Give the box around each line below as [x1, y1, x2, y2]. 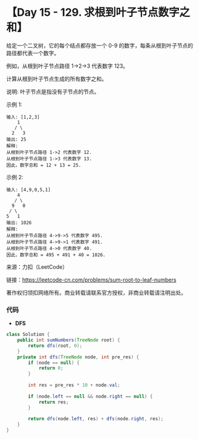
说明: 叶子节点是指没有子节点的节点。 [6, 88, 100, 95]
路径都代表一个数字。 [6, 49, 59, 56]
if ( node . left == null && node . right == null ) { [28, 393, 153, 400]
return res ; [38, 399, 69, 405]
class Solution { [6, 331, 50, 338]
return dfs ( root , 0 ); [28, 343, 83, 349]
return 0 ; [38, 365, 64, 371]
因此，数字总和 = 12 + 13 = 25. [6, 162, 82, 168]
